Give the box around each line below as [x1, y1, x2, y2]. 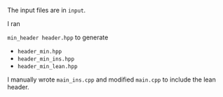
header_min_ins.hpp [17, 56, 75, 63]
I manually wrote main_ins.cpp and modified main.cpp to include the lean [7, 75, 216, 84]
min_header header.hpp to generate [7, 33, 109, 41]
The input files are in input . [7, 6, 86, 14]
